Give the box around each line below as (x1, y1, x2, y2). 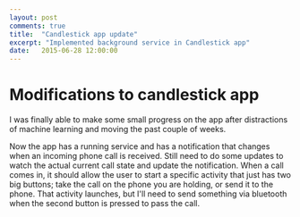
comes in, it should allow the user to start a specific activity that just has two (9, 170, 292, 180)
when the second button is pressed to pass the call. (9, 198, 201, 209)
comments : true (9, 21, 66, 30)
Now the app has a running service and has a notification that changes (9, 141, 270, 152)
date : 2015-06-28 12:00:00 (9, 46, 118, 55)
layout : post (9, 13, 58, 22)
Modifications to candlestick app (9, 85, 260, 105)
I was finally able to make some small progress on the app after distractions (9, 114, 288, 125)
